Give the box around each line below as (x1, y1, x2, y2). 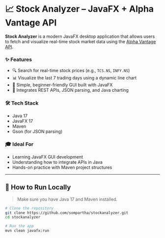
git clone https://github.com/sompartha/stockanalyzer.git (5, 210, 129, 215)
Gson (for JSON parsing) (12, 128, 63, 134)
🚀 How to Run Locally (5, 183, 71, 191)
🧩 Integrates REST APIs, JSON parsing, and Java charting (12, 87, 129, 93)
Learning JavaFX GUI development (12, 154, 83, 159)
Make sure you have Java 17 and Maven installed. (17, 196, 118, 202)
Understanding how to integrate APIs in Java (12, 159, 103, 165)
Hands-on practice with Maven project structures (12, 164, 112, 170)
